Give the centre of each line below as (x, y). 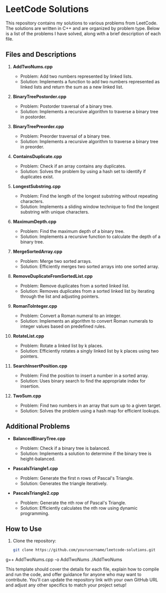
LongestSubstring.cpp (37, 186)
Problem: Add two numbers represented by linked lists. (77, 76)
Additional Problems (38, 427)
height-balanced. (38, 459)
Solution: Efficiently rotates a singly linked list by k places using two (89, 351)
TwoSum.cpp (27, 395)
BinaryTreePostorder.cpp (40, 96)
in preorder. (32, 147)
